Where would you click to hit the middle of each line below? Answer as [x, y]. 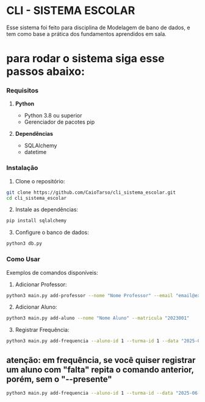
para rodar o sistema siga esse [85, 59]
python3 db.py [24, 244]
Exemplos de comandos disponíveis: [52, 272]
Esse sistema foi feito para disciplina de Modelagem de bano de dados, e [98, 27]
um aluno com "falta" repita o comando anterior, [100, 369]
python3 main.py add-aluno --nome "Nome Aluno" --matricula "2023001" [98, 318]
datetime [35, 152]
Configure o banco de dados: [52, 233]
